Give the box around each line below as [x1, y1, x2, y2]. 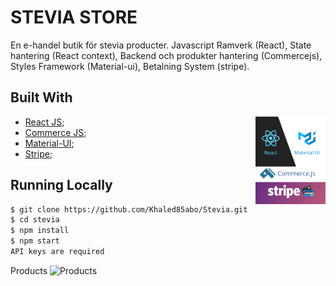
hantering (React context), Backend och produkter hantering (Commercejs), [10, 49, 323, 61]
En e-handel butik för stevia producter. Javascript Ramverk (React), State [10, 39, 312, 51]
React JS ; [24, 116, 65, 128]
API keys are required [10, 247, 105, 257]
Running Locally [10, 177, 113, 194]
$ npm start [10, 236, 60, 246]
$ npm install [10, 226, 70, 236]
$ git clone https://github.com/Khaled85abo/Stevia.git [10, 204, 248, 215]
